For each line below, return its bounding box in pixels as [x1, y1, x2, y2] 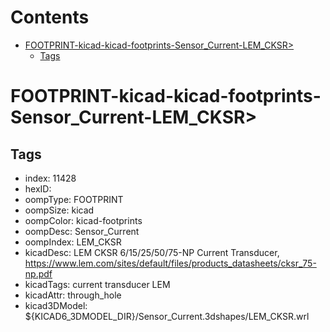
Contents [10, 6, 90, 29]
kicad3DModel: [24, 299, 88, 311]
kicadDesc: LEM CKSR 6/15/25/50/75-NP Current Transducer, [24, 246, 280, 258]
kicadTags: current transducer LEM [24, 278, 171, 290]
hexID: [24, 182, 52, 195]
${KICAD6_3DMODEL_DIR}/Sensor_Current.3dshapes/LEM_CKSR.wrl [24, 310, 310, 322]
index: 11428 [24, 172, 77, 184]
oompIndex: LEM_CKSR [24, 236, 122, 248]
